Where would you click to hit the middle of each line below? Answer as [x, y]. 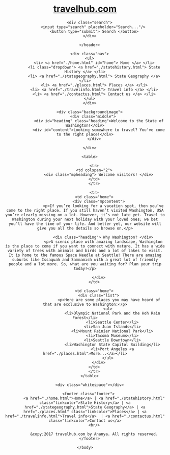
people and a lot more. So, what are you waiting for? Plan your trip [85, 264]
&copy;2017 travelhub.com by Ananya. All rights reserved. [94, 434]
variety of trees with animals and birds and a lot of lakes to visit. [85, 251]
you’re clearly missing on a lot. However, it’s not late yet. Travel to [85, 215]
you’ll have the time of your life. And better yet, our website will [85, 224]
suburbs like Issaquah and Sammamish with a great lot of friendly [85, 259]
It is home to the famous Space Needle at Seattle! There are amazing [85, 255]
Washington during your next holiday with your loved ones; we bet [85, 219]
